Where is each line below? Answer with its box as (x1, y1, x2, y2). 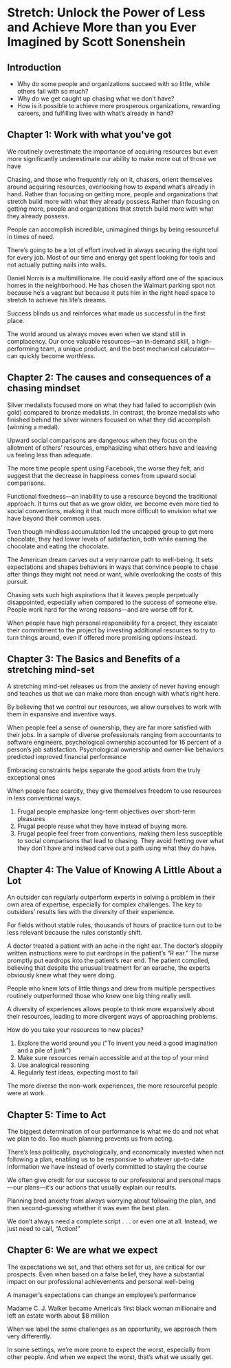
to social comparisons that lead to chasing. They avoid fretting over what (16, 837, 224, 845)
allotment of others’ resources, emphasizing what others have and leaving (7, 443, 217, 452)
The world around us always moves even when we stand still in (7, 329, 186, 338)
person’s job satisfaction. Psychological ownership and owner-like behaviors (7, 745, 224, 754)
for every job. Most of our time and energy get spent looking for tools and (7, 253, 216, 261)
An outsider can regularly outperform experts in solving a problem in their (7, 893, 216, 902)
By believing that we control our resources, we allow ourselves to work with (7, 703, 221, 711)
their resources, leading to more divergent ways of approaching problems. (7, 1013, 218, 1021)
